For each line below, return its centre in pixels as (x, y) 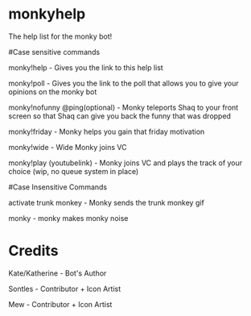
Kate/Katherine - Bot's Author (58, 273)
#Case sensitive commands (54, 52)
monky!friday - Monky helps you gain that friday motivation (107, 131)
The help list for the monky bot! (60, 36)
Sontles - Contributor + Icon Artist (65, 289)
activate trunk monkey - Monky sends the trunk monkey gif (107, 202)
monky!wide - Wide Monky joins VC (68, 147)
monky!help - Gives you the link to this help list (86, 67)
